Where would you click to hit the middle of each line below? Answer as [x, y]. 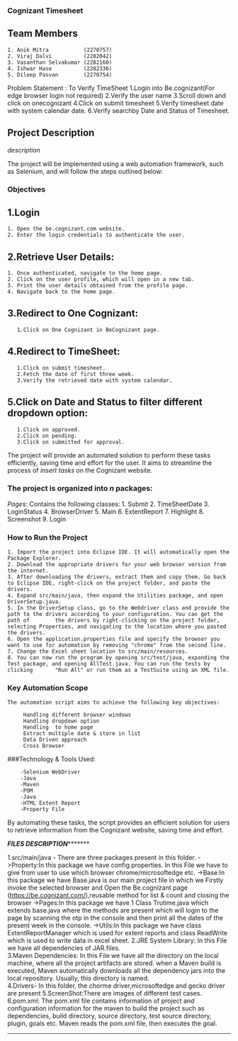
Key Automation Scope [48, 688]
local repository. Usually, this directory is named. [79, 979]
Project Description [51, 133]
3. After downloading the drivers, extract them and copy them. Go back [117, 577]
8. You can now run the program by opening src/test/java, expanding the [119, 658]
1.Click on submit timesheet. [61, 368]
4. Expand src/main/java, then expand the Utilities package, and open [115, 596]
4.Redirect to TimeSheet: [64, 352]
